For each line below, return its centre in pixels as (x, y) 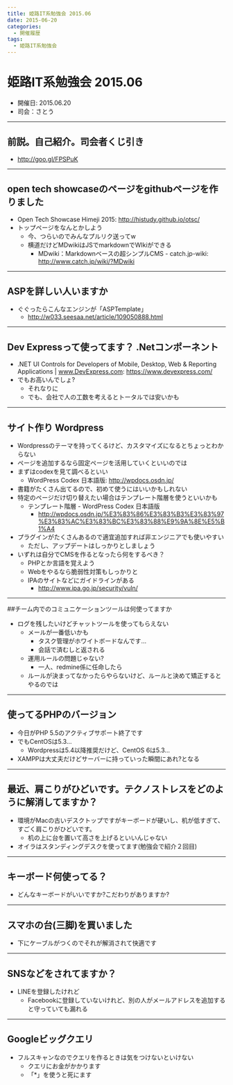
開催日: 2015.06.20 (44, 103)
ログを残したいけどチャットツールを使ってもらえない (93, 624)
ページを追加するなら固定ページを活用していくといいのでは (102, 463)
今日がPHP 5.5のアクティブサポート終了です (80, 733)
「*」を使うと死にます (60, 1075)
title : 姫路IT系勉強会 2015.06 (49, 14)
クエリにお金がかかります (64, 1066)
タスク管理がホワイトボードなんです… (92, 641)
